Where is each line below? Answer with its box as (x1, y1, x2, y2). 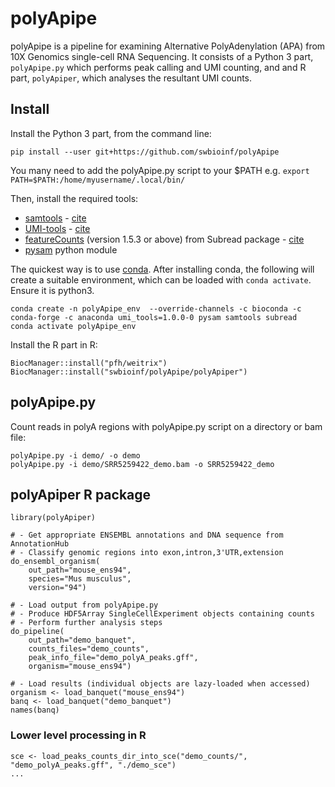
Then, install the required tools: (10, 192, 139, 204)
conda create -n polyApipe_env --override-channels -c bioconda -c (10, 303, 302, 314)
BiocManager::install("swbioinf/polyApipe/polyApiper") (10, 367, 248, 377)
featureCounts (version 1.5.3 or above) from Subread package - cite (24, 233, 305, 245)
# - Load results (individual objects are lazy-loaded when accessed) (10, 679, 311, 689)
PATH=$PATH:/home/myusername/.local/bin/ (10, 175, 186, 185)
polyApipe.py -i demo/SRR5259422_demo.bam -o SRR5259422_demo (10, 459, 275, 469)
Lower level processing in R (10, 728, 147, 742)
